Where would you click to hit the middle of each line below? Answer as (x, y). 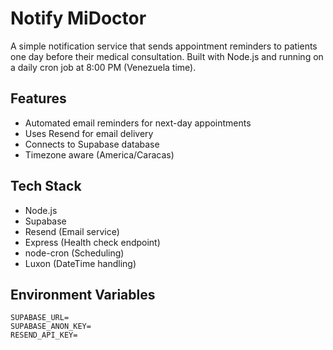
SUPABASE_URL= (40, 318)
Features (38, 98)
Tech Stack (46, 186)
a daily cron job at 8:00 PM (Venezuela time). (103, 67)
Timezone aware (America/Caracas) (99, 154)
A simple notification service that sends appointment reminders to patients (164, 46)
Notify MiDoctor (78, 18)
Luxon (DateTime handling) (80, 263)
